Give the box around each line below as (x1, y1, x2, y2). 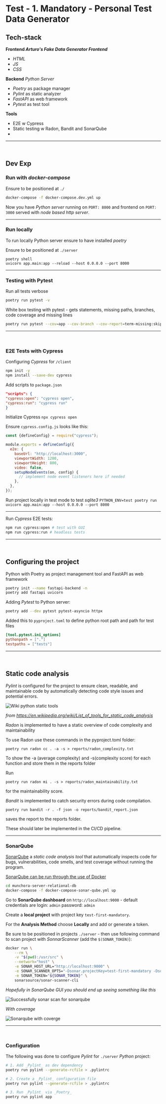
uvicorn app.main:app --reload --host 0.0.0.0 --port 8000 (5, 261, 130, 266)
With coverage (5, 1006, 36, 1012)
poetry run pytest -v (5, 298, 50, 303)
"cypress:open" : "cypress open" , (5, 396, 74, 401)
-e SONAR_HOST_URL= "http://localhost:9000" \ (14, 964, 110, 969)
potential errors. (5, 693, 38, 699)
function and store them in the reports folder (5, 760, 96, 766)
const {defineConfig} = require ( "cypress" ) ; (5, 433, 99, 438)
